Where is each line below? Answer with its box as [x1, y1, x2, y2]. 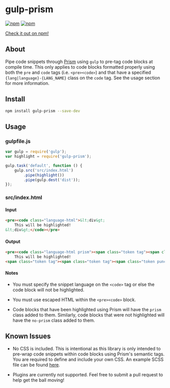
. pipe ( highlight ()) [23, 172, 65, 177]
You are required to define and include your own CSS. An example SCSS [12, 356, 164, 362]
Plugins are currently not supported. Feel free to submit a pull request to [12, 371, 163, 377]
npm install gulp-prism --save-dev [5, 108, 80, 113]
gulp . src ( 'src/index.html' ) [14, 168, 73, 173]
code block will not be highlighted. [12, 287, 84, 293]
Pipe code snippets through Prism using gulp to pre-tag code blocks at [5, 58, 153, 65]
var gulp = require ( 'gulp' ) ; [5, 149, 67, 155]
